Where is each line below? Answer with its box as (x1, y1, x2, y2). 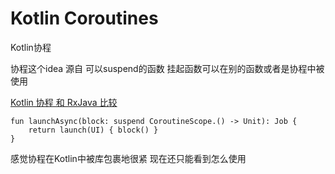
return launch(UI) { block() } (28, 125, 159, 135)
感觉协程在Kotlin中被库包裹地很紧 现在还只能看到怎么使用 (10, 152, 247, 164)
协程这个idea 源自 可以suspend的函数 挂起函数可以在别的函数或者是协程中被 (10, 62, 325, 74)
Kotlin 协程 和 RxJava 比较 (10, 96, 118, 108)
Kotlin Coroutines (10, 7, 159, 30)
